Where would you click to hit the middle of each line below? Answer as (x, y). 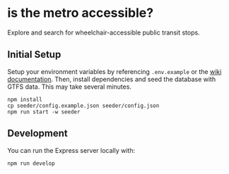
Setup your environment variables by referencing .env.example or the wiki (114, 71)
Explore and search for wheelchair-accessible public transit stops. (104, 32)
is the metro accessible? (81, 13)
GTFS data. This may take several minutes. (70, 87)
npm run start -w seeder (44, 112)
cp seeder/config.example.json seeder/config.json (83, 106)
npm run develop (31, 163)
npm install (25, 99)
